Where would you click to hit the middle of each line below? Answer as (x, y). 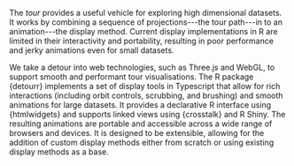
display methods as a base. (59, 152)
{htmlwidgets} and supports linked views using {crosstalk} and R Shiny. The (147, 114)
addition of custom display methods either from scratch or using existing (142, 142)
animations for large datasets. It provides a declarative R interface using (140, 105)
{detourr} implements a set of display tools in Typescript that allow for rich (145, 86)
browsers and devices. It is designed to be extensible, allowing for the (137, 133)
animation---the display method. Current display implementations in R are (143, 31)
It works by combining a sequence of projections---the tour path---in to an (146, 22)
